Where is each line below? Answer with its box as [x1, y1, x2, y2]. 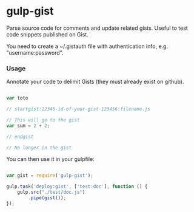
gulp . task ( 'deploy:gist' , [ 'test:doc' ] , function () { [6, 183, 148, 190]
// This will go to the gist [6, 117, 80, 123]
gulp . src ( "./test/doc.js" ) [17, 190, 85, 196]
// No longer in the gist [6, 145, 72, 151]
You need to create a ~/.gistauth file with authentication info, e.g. [6, 43, 169, 50]
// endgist [6, 134, 34, 140]
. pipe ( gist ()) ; [28, 195, 67, 201]
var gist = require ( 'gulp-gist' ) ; [6, 173, 94, 179]
